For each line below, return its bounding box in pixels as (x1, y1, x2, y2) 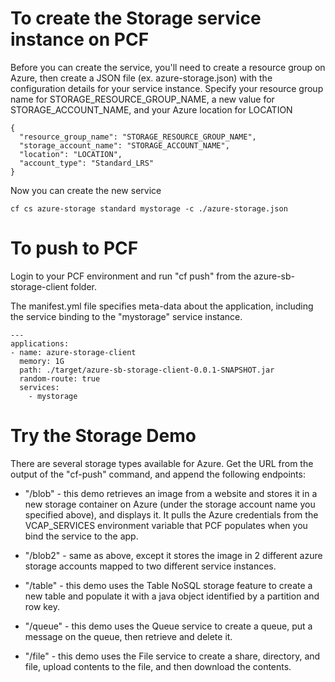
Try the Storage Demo (10, 425, 197, 447)
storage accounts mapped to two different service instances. (24, 560, 277, 572)
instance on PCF (10, 28, 150, 51)
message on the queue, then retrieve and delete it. (24, 630, 233, 642)
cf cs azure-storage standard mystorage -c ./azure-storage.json (10, 203, 288, 214)
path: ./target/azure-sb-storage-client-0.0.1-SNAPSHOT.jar (19, 365, 275, 375)
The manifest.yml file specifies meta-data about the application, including (10, 300, 314, 312)
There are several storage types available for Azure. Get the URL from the (10, 457, 314, 469)
